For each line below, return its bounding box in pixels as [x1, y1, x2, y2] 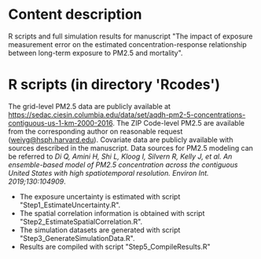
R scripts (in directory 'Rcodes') [8, 76, 221, 93]
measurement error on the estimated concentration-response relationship [8, 39, 248, 49]
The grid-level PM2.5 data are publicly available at [8, 101, 171, 111]
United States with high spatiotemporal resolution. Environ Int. [8, 168, 210, 177]
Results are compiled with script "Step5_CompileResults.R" [19, 242, 211, 251]
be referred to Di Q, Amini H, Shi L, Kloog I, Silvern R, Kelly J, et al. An [8, 151, 233, 161]
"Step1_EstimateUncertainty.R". [19, 200, 121, 210]
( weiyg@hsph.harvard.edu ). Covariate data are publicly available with [8, 135, 233, 144]
